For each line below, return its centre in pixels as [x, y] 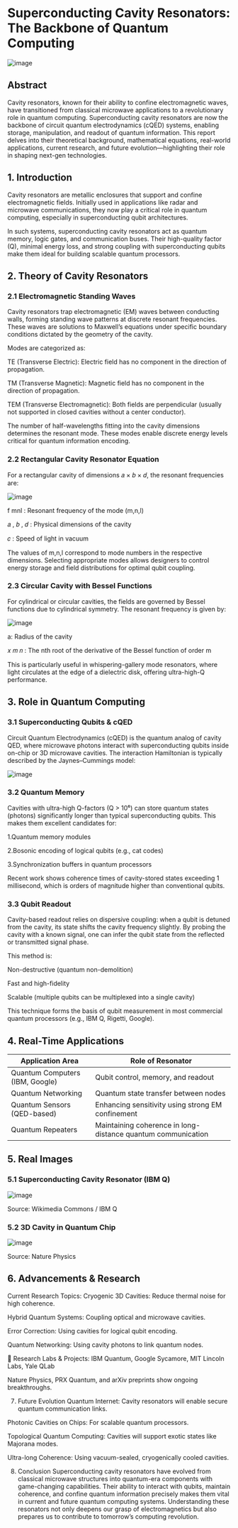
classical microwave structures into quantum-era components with [115, 1478]
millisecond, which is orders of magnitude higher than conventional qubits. [116, 885]
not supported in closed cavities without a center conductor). [97, 412]
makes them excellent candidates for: [62, 823]
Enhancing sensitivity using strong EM [159, 1105]
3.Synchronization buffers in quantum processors [80, 864]
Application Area [50, 1061]
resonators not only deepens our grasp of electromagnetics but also [117, 1509]
